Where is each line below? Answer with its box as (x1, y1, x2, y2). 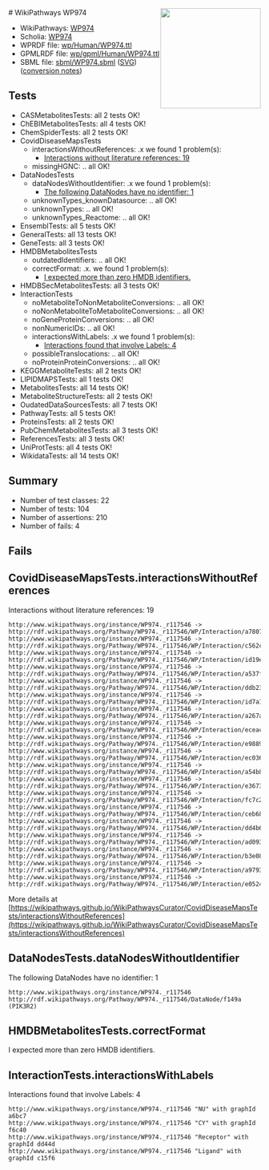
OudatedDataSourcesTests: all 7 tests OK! (19, 400, 158, 409)
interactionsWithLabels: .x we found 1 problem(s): (31, 332, 195, 341)
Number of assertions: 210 (19, 512, 108, 522)
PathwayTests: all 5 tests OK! (19, 408, 116, 418)
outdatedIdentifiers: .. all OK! (31, 255, 126, 264)
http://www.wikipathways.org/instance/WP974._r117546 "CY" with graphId (8, 1120, 256, 1128)
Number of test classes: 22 (19, 495, 110, 505)
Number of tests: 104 (19, 504, 90, 514)
